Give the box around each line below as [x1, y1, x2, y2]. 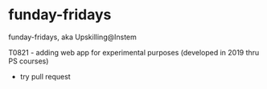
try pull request [19, 71, 71, 81]
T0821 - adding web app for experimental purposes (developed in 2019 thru [8, 47, 260, 57]
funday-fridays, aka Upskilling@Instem [8, 32, 137, 42]
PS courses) [8, 56, 49, 66]
